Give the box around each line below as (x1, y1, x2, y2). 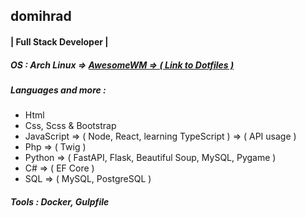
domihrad (10, 8, 72, 25)
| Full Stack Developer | (10, 35, 109, 48)
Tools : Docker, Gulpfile (10, 195, 110, 208)
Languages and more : (10, 84, 107, 96)
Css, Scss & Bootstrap (24, 120, 117, 132)
